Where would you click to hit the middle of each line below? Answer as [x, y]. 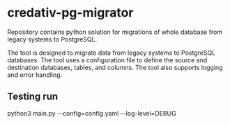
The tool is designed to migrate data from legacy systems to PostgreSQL [112, 53]
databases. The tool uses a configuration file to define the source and [107, 60]
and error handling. [35, 75]
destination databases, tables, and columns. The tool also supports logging [115, 67]
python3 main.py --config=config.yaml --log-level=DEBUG [92, 113]
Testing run [33, 97]
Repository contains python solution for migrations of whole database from [115, 32]
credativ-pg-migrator [70, 13]
